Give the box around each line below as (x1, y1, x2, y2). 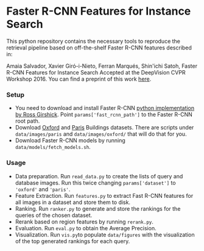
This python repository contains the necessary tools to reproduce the (6, 37, 181, 45)
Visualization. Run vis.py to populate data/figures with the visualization (15, 231, 195, 238)
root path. (15, 117, 40, 125)
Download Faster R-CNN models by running (15, 137, 126, 144)
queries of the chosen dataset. (15, 211, 93, 219)
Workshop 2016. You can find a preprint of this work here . (6, 75, 152, 82)
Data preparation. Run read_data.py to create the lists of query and (15, 172, 183, 180)
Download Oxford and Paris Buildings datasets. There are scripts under (15, 124, 194, 131)
